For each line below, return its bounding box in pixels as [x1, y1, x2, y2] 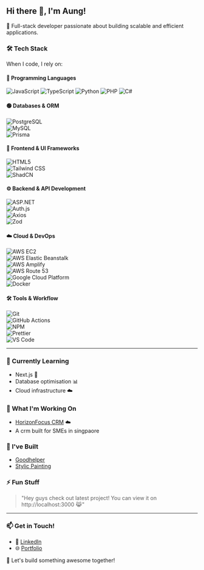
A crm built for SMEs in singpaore [15, 427, 100, 434]
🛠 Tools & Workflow [6, 294, 59, 301]
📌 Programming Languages [6, 74, 76, 81]
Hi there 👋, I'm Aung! [6, 6, 86, 16]
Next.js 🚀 [15, 371, 38, 378]
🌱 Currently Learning [6, 357, 69, 365]
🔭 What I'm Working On [6, 404, 77, 413]
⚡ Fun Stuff [6, 478, 40, 487]
